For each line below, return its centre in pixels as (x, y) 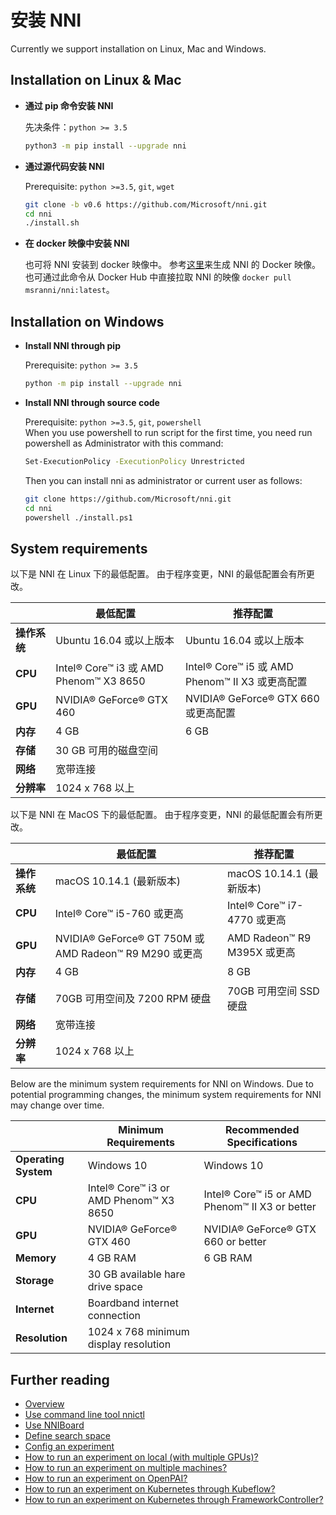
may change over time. (57, 1105)
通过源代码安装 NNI (64, 166)
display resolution (129, 1344)
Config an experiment (69, 1447)
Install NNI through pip (72, 346)
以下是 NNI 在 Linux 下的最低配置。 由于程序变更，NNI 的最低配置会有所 (158, 574)
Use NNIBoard (54, 1425)
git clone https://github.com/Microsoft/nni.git (128, 499)
